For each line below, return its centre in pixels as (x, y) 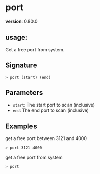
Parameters (24, 93)
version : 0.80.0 (21, 21)
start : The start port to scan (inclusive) (54, 105)
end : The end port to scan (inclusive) (51, 110)
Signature (21, 66)
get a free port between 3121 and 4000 (46, 138)
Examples (21, 126)
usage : (16, 37)
